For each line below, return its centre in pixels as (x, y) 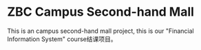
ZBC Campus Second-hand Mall (101, 12)
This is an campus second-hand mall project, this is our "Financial (100, 31)
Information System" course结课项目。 (62, 39)
